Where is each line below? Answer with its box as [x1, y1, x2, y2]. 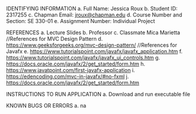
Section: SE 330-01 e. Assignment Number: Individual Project [6, 18, 155, 24]
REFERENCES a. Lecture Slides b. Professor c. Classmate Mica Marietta [6, 29, 181, 36]
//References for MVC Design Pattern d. [6, 35, 103, 42]
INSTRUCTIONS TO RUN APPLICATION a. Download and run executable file [6, 91, 191, 97]
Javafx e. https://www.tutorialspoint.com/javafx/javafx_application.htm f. [6, 48, 183, 55]
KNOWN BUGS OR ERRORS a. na [6, 102, 87, 109]
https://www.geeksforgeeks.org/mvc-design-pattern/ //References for [6, 41, 177, 48]
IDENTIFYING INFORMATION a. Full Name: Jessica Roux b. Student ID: [6, 5, 178, 12]
